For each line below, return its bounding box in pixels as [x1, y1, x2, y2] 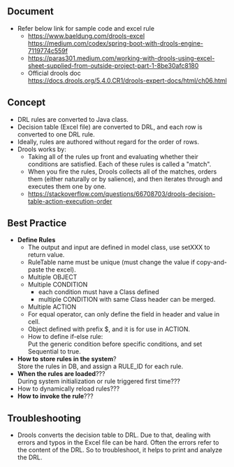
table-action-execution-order [27, 197, 112, 205]
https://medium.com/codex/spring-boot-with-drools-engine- [27, 39, 204, 48]
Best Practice [7, 217, 67, 230]
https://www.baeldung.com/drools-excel [27, 32, 145, 40]
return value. [27, 251, 65, 259]
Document [7, 6, 54, 18]
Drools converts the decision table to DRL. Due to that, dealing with [17, 431, 211, 440]
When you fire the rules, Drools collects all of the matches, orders [27, 167, 217, 176]
